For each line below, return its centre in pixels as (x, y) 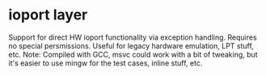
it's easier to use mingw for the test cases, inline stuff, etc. (106, 63)
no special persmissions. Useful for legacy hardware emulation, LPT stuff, (131, 45)
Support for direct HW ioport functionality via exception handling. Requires (133, 37)
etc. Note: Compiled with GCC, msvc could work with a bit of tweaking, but (133, 54)
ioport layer (48, 15)
